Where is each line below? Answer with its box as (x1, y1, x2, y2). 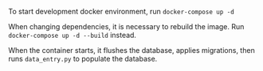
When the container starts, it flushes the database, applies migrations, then (8, 46, 255, 54)
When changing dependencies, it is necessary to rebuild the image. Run (8, 22, 245, 31)
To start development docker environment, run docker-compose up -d (8, 7, 235, 16)
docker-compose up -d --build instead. (8, 31, 137, 39)
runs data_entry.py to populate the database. (8, 54, 158, 63)
